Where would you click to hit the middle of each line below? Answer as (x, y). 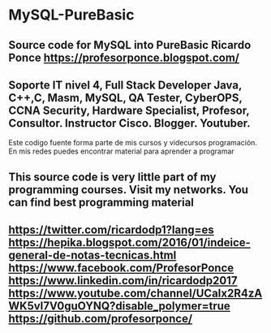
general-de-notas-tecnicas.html (92, 255)
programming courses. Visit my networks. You (129, 190)
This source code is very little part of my (112, 177)
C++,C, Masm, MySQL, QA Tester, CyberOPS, (125, 98)
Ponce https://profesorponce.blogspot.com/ (124, 57)
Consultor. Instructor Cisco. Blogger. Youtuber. (129, 123)
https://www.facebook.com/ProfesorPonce (121, 268)
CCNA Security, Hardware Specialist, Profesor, (129, 110)
